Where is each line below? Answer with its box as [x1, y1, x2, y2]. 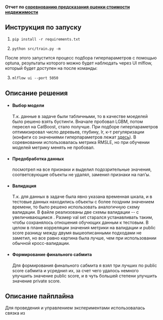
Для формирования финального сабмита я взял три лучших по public [12, 262, 157, 268]
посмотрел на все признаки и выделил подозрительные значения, [12, 166, 152, 173]
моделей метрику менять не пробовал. [12, 144, 95, 150]
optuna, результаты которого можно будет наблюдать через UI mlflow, [5, 60, 153, 66]
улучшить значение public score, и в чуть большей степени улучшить [12, 273, 157, 279]
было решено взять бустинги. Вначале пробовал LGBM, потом [12, 119, 143, 124]
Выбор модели [12, 102, 45, 108]
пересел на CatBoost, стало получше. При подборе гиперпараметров [12, 124, 158, 129]
